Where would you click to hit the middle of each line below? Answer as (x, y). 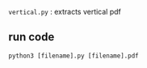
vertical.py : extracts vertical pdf (65, 12)
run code (31, 37)
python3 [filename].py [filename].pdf (73, 56)
